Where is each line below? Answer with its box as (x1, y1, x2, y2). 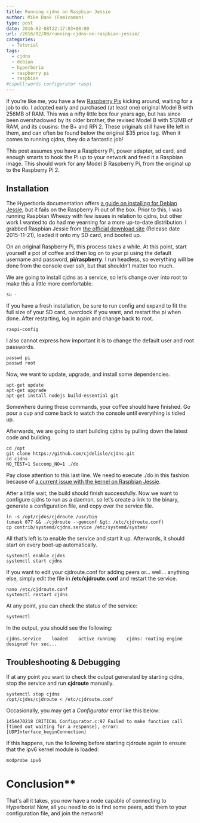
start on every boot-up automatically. (6, 541, 97, 548)
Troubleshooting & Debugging (6, 657, 121, 667)
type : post (6, 20, 33, 26)
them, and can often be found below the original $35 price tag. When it (6, 129, 181, 136)
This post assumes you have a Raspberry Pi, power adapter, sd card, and (6, 147, 186, 154)
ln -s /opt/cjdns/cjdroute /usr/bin (6, 514, 97, 520)
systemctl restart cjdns (6, 591, 68, 597)
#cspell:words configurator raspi (6, 81, 93, 87)
